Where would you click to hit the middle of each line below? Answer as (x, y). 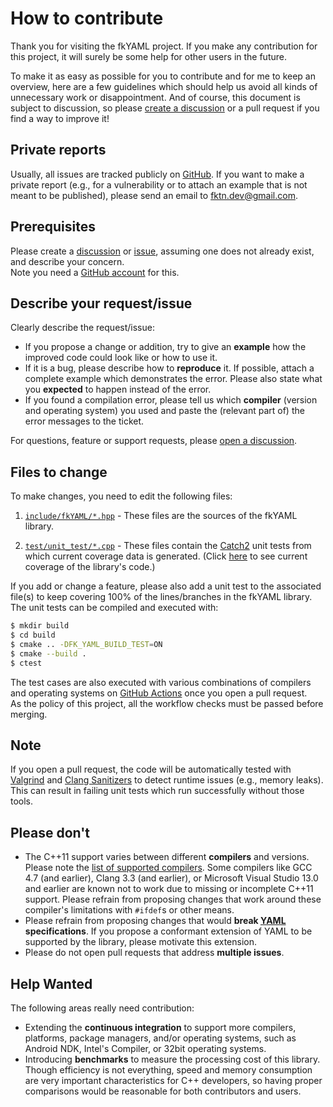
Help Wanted (51, 983)
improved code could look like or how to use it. (121, 358)
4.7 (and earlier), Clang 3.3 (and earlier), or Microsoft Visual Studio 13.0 (171, 878)
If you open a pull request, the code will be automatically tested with (151, 769)
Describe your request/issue (101, 303)
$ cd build (33, 635)
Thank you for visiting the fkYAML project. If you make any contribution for (164, 46)
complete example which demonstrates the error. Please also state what (173, 379)
